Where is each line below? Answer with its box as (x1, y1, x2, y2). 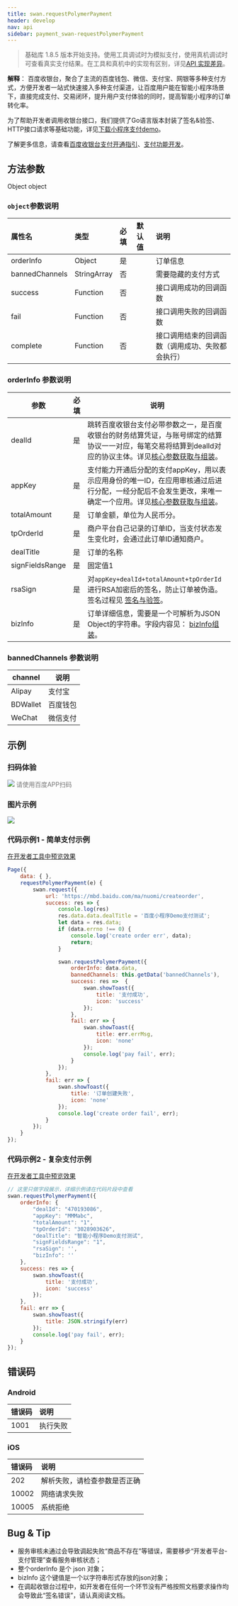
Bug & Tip (7, 1527, 51, 1539)
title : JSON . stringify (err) (45, 1317, 129, 1325)
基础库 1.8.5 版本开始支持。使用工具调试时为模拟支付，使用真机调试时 (24, 50, 228, 59)
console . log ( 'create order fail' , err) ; (57, 1109, 179, 1117)
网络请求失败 (40, 1489, 84, 1499)
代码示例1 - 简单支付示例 (7, 834, 91, 844)
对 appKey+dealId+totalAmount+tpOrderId (87, 574, 222, 584)
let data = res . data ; (57, 919, 122, 926)
